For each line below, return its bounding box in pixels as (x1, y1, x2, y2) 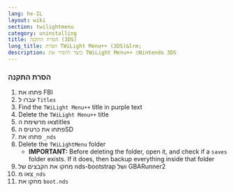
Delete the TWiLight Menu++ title (17, 110, 109, 119)
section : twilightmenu (8, 23, 74, 30)
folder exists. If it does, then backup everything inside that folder (28, 155, 215, 163)
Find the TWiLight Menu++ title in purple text (17, 103, 142, 112)
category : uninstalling (8, 29, 78, 37)
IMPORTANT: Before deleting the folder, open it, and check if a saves (28, 147, 228, 156)
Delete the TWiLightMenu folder (17, 140, 106, 149)
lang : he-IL (8, 10, 43, 17)
